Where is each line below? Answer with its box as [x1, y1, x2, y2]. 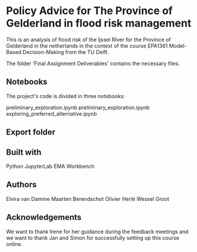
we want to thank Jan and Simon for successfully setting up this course [6, 234, 179, 241]
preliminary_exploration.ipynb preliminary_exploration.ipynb [6, 104, 150, 111]
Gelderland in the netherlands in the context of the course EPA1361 [6, 42, 168, 49]
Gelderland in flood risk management [6, 16, 192, 30]
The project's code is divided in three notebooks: [6, 92, 125, 99]
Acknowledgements [6, 213, 82, 223]
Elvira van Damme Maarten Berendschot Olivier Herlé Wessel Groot [6, 195, 169, 202]
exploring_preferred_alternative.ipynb [6, 110, 97, 117]
